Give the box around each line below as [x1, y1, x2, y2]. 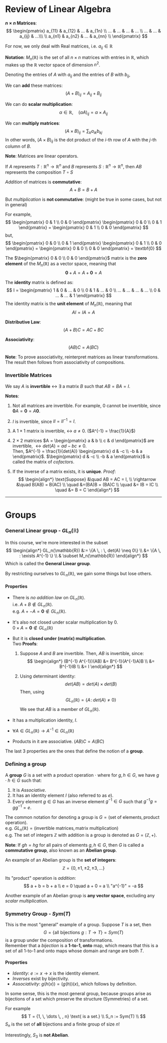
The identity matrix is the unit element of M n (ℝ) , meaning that [5, 301, 132, 308]
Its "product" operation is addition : [5, 875, 76, 881]
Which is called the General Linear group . [5, 561, 91, 567]
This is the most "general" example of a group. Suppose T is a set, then [5, 922, 152, 928]
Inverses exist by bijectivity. [12, 976, 70, 982]
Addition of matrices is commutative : [5, 179, 82, 185]
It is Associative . [12, 787, 46, 793]
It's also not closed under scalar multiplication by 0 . [12, 619, 118, 625]
